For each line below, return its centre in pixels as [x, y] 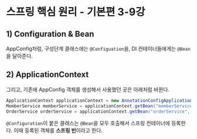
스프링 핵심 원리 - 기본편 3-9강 [76, 12]
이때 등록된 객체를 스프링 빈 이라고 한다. [58, 131]
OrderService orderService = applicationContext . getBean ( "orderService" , [98, 112]
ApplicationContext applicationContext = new [62, 100]
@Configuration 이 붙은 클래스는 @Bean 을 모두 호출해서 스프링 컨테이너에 [88, 123]
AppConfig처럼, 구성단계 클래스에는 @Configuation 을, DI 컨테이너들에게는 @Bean [98, 48]
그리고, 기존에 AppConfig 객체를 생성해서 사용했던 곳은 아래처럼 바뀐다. [88, 89]
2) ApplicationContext [47, 74]
